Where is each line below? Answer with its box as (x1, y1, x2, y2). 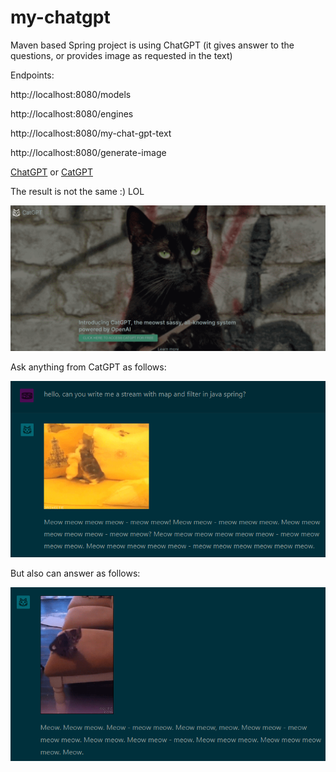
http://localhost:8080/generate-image (10, 146, 167, 158)
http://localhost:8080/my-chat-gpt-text (10, 127, 172, 139)
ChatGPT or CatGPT (10, 166, 94, 178)
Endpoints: (10, 69, 55, 81)
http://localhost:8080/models (10, 88, 132, 100)
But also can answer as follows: (10, 567, 141, 580)
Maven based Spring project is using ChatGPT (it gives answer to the (10, 39, 295, 51)
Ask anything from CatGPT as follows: (10, 361, 167, 373)
